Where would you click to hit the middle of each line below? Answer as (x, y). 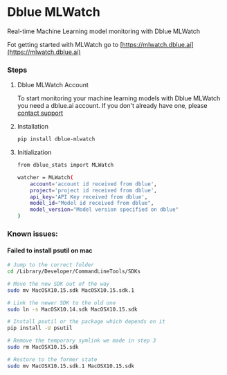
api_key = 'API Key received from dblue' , (89, 197)
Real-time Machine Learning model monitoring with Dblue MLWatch (104, 31)
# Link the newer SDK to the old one (62, 303)
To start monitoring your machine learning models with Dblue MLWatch (119, 98)
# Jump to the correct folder (51, 265)
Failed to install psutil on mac (50, 250)
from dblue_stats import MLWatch (65, 165)
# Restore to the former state (52, 359)
